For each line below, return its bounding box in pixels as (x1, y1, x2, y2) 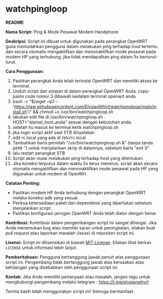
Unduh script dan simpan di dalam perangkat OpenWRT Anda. (12, 88, 137, 94)
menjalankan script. (12, 205, 52, 211)
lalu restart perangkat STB (12, 150, 65, 156)
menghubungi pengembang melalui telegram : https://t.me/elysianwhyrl (5, 279, 149, 285)
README (5, 19, 24, 25)
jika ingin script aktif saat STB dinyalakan (12, 129, 95, 135)
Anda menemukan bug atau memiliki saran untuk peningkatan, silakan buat (5, 225, 156, 230)
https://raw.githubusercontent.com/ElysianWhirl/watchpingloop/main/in (14, 104, 157, 109)
